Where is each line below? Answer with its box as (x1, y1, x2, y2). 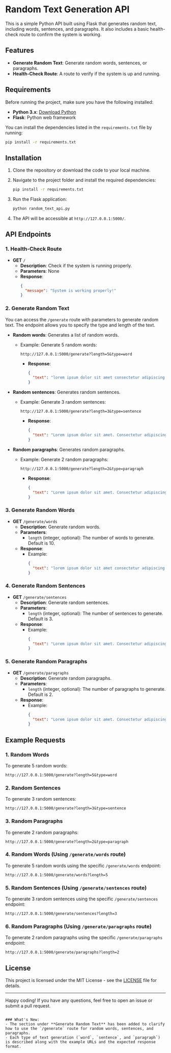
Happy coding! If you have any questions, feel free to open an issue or (5, 997, 153, 1003)
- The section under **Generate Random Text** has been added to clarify (5, 1022, 165, 1027)
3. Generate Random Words (5, 507, 75, 514)
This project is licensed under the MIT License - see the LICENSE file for (5, 977, 157, 984)
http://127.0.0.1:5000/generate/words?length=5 (5, 872, 108, 877)
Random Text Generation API (5, 4, 130, 15)
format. (5, 1044, 22, 1049)
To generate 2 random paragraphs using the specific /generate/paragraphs (5, 934, 163, 941)
